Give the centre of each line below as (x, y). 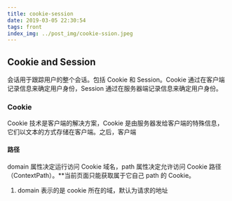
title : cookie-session (40, 14)
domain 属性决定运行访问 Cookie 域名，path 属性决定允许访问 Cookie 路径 (115, 167)
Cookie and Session (52, 61)
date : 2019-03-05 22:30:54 (47, 20)
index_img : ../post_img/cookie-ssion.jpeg (70, 33)
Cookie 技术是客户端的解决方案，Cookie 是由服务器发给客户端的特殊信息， (115, 123)
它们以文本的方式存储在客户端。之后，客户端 (72, 132)
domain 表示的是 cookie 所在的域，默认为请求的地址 (93, 190)
